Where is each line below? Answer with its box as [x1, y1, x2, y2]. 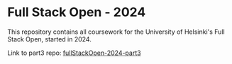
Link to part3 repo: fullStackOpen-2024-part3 [7, 49, 141, 57]
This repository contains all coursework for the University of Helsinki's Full [7, 27, 225, 36]
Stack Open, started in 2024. [7, 34, 92, 43]
